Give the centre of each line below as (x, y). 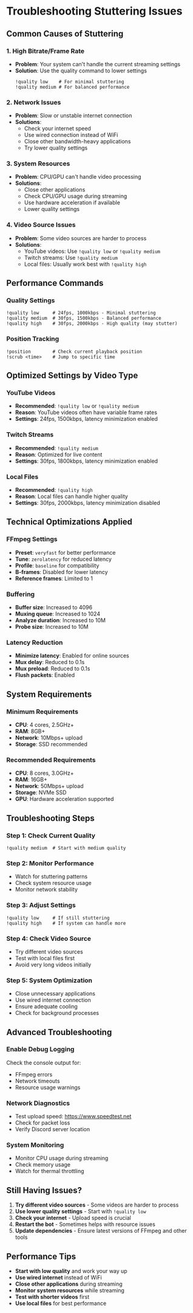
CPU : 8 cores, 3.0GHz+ (44, 773)
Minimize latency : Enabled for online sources (72, 656)
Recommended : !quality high (54, 490)
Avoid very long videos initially (53, 965)
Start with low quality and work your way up (71, 1271)
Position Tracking (33, 339)
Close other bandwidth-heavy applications (77, 142)
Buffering (21, 594)
